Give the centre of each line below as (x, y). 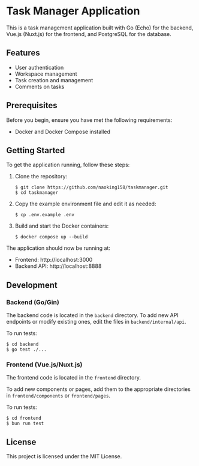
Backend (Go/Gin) (33, 302)
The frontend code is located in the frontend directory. (73, 378)
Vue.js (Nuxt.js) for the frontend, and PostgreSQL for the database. (89, 34)
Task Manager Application (73, 11)
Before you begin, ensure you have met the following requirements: (89, 120)
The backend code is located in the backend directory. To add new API (92, 315)
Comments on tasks (40, 86)
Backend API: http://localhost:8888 (58, 266)
